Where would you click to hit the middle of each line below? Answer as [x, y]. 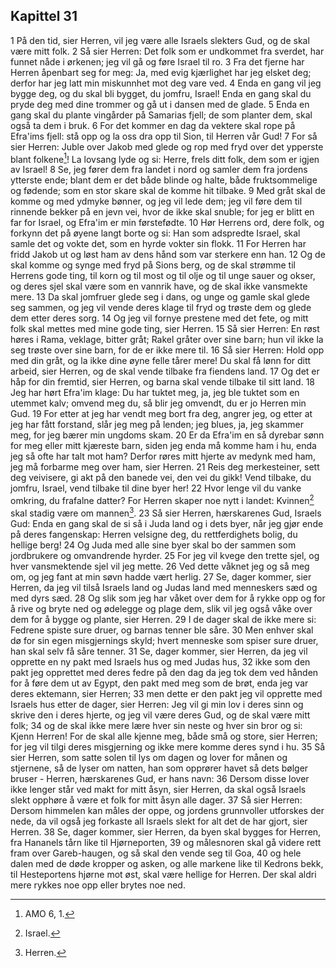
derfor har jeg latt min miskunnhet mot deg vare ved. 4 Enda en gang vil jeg [166, 83]
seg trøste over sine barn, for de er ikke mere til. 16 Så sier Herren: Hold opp [167, 350]
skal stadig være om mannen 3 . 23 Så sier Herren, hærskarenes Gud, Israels [166, 512]
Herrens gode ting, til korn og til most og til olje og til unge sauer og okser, [163, 276]
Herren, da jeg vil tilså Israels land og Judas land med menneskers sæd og [164, 587]
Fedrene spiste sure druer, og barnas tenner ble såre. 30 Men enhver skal [162, 630]
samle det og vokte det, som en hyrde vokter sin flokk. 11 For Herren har [158, 244]
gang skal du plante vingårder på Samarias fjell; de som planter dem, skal [161, 115]
